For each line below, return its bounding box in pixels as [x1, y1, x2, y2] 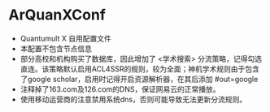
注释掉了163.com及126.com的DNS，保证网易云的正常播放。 [20, 84, 220, 94]
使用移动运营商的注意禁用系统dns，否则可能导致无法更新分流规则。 [20, 94, 247, 104]
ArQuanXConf [8, 6, 106, 24]
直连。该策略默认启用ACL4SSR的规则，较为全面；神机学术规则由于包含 [20, 63, 260, 74]
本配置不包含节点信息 [20, 43, 92, 54]
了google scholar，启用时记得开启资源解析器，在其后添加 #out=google [20, 74, 259, 84]
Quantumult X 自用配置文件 [20, 33, 111, 43]
